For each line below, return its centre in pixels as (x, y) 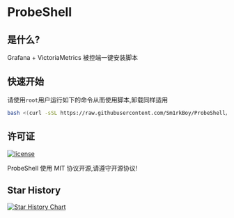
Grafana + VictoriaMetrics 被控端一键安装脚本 (72, 57)
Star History (34, 190)
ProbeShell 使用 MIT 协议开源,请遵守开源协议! (72, 168)
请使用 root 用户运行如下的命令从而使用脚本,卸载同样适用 (88, 100)
